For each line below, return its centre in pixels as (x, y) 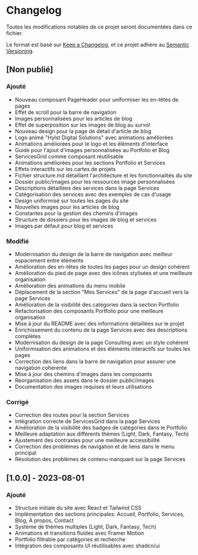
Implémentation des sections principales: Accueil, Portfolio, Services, (100, 514)
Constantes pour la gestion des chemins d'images (76, 213)
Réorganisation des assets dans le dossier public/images (84, 380)
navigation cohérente (41, 368)
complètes (28, 336)
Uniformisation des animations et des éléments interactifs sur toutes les (103, 349)
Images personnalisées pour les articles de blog (73, 118)
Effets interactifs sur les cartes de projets (65, 169)
